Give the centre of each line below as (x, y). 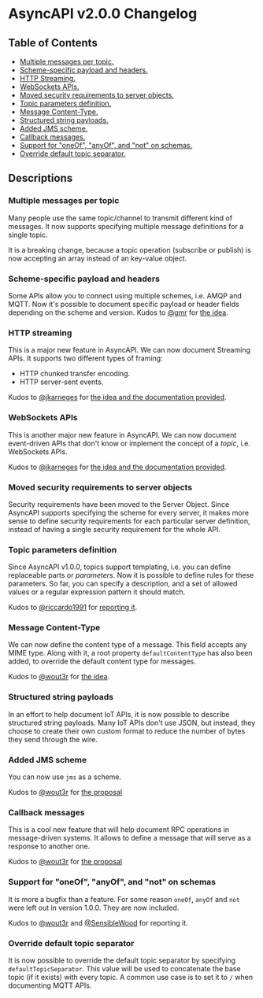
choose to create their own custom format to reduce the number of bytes (127, 731)
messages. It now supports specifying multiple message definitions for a (126, 226)
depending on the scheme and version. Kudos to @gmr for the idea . (118, 312)
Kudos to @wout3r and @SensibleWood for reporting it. (98, 922)
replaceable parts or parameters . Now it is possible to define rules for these (131, 575)
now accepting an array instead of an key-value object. (98, 258)
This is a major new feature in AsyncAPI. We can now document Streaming (129, 350)
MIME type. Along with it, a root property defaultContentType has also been (131, 653)
